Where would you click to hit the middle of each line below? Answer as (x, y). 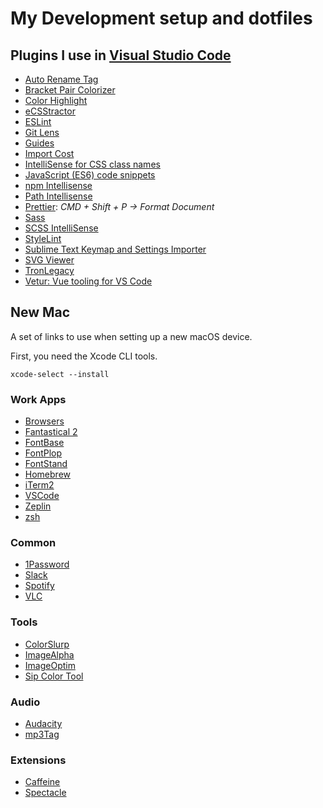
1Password (47, 564)
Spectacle (45, 793)
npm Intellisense (58, 185)
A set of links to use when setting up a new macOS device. (131, 336)
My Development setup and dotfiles (161, 18)
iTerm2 (39, 485)
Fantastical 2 (51, 432)
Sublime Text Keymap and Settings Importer (115, 249)
